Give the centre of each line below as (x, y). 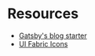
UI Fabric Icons (43, 43)
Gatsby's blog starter (53, 35)
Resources (43, 14)
